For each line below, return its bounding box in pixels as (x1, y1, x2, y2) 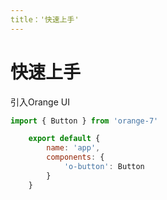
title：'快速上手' (10, 14, 80, 25)
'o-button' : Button (63, 162, 145, 172)
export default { (28, 134, 101, 144)
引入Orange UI (10, 96, 70, 108)
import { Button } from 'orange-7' (10, 116, 159, 126)
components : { (46, 152, 105, 163)
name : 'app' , (46, 143, 101, 153)
